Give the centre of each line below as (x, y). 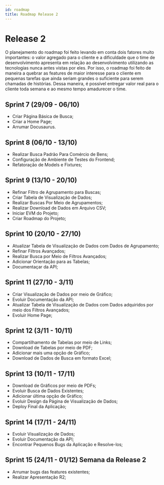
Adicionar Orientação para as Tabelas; (51, 261)
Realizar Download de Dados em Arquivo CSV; (59, 208)
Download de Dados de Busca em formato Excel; (62, 358)
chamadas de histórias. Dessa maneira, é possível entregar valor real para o (82, 84)
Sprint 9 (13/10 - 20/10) (41, 180)
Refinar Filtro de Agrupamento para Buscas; (57, 192)
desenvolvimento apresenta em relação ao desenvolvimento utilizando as (79, 63)
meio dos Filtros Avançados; (41, 310)
